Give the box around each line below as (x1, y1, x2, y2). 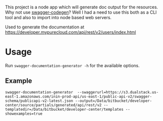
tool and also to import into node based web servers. (5, 15, 112, 20)
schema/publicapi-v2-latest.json (5, 98, 73, 103)
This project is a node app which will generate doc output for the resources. (5, 4, 158, 10)
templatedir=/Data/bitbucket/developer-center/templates (5, 107, 124, 112)
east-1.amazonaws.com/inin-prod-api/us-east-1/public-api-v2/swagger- (5, 94, 152, 99)
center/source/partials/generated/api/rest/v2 (5, 102, 102, 107)
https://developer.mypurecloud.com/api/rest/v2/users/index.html (5, 29, 136, 35)
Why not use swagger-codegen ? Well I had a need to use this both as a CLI (5, 9, 157, 15)
